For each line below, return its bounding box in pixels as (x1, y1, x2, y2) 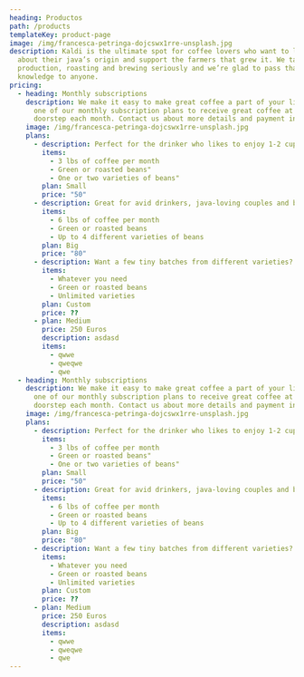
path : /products (9, 22, 71, 31)
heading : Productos (9, 13, 83, 23)
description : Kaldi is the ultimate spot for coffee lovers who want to (9, 47, 290, 56)
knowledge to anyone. (17, 73, 100, 82)
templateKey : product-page (9, 30, 111, 39)
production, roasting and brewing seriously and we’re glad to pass (17, 64, 281, 73)
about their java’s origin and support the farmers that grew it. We (17, 55, 285, 64)
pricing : (9, 81, 43, 90)
